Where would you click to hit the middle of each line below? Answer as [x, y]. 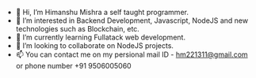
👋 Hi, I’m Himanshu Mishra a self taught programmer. [102, 12]
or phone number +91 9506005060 [74, 66]
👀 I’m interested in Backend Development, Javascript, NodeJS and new [132, 20]
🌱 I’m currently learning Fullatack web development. [101, 37]
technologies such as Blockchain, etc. [78, 29]
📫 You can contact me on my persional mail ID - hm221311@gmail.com [132, 54]
